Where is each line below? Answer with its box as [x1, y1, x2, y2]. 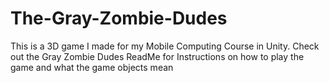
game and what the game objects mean [10, 61, 174, 73]
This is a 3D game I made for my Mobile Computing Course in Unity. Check [10, 40, 320, 52]
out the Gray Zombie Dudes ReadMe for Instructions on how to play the [10, 50, 305, 62]
